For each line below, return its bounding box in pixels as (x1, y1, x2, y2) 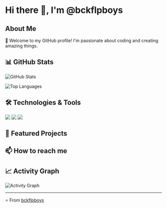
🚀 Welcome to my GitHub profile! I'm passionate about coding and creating (5, 37, 159, 43)
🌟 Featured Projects (5, 129, 68, 138)
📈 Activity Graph (5, 167, 60, 175)
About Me (5, 24, 36, 33)
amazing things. (5, 43, 38, 49)
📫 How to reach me (5, 147, 68, 155)
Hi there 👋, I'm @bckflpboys (5, 4, 123, 16)
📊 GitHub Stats (5, 58, 54, 66)
